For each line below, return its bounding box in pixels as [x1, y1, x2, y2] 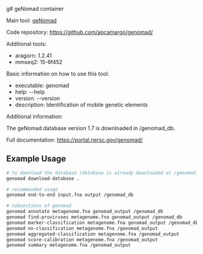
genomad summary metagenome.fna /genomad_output [6, 242, 131, 249]
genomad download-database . [6, 175, 80, 181]
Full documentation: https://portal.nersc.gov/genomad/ [6, 136, 143, 143]
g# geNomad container [6, 5, 64, 12]
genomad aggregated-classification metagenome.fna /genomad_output [6, 231, 180, 237]
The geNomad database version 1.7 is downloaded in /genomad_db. [6, 125, 176, 132]
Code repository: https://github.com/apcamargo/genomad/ [6, 28, 153, 36]
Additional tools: [6, 41, 47, 47]
